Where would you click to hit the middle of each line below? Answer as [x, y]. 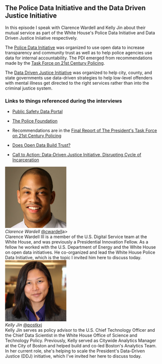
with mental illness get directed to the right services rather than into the [77, 83]
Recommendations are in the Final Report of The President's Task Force [85, 131]
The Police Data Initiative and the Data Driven [75, 8]
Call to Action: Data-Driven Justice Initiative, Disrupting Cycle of [77, 155]
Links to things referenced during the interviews [64, 101]
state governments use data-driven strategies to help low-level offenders [79, 77]
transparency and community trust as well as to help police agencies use [79, 52]
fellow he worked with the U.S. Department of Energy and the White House [81, 247]
